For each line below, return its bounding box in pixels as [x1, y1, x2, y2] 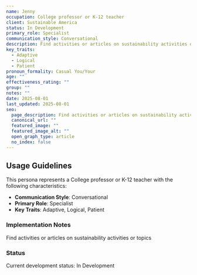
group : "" [6, 85, 30, 91]
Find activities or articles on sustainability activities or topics [6, 234, 152, 241]
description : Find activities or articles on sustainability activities [6, 42, 188, 47]
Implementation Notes [6, 221, 72, 229]
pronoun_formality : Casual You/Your [6, 68, 96, 74]
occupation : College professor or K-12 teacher [6, 14, 125, 20]
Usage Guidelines [6, 161, 72, 171]
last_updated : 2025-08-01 [6, 101, 69, 107]
